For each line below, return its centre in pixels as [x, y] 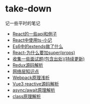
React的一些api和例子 [35, 33]
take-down [28, 9]
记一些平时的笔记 [23, 23]
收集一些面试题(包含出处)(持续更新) [48, 58]
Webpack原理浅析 [31, 77]
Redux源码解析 [28, 65]
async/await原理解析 [34, 90]
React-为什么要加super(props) [44, 52]
